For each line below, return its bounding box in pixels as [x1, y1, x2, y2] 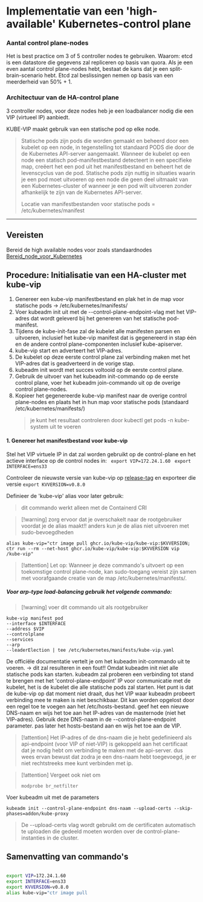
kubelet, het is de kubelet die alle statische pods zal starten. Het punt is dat [6, 683, 193, 691]
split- [169, 65, 182, 73]
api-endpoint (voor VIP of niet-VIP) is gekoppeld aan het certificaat [21, 740, 188, 748]
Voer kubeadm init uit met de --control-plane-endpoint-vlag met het [14, 308, 185, 316]
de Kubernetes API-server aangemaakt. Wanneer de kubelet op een [21, 150, 190, 157]
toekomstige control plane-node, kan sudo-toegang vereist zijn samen [21, 568, 196, 575]
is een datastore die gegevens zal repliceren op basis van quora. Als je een [6, 59, 193, 66]
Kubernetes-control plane [58, 17, 192, 31]
